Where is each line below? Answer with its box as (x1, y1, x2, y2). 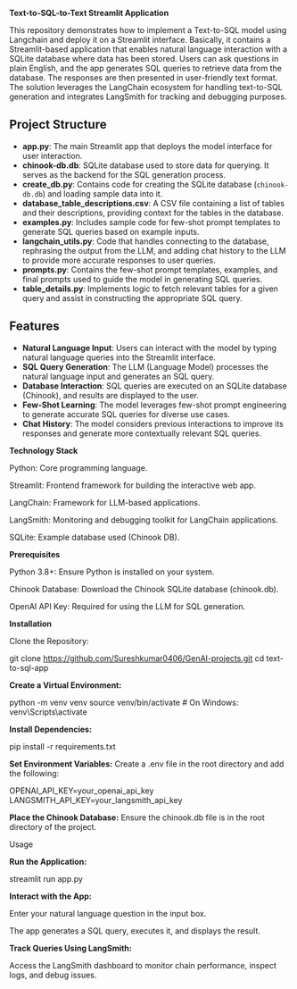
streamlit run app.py (9, 873, 83, 884)
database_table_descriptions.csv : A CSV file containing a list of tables (21, 197, 285, 208)
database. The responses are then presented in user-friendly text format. (9, 72, 278, 83)
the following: (9, 767, 60, 778)
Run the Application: (9, 856, 87, 867)
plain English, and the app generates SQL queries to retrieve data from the (9, 63, 283, 73)
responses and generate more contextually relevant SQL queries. (21, 428, 261, 439)
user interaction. (21, 150, 83, 161)
